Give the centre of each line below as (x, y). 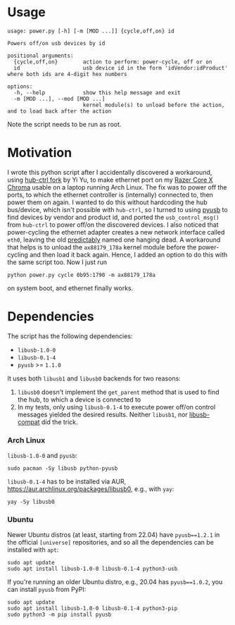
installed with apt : (33, 550)
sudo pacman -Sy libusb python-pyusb (63, 469)
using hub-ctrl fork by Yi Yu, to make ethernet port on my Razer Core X (110, 180)
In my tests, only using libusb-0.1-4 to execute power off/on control (116, 407)
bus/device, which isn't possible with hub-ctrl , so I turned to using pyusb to (118, 209)
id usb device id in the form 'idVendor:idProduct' (121, 68)
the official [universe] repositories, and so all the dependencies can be (111, 543)
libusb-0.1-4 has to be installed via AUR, (67, 482)
